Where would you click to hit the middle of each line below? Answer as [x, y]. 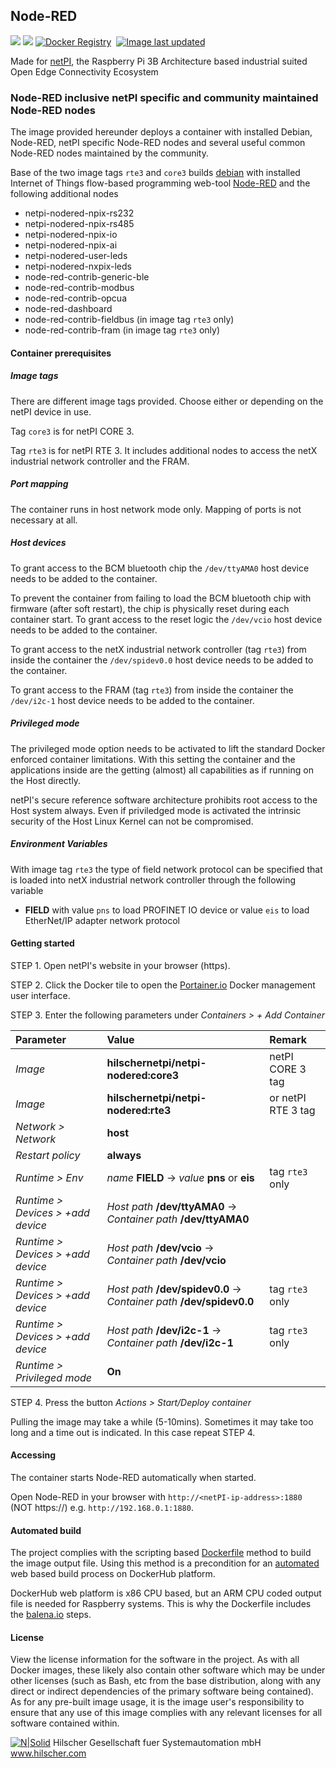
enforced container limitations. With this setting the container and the [153, 759]
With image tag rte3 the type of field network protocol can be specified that [166, 869]
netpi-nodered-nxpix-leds [78, 266]
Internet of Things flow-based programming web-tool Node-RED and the [160, 183]
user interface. [40, 995]
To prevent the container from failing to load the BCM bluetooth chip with [161, 598]
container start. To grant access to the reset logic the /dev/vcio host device [166, 619]
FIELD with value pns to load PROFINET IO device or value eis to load [167, 910]
